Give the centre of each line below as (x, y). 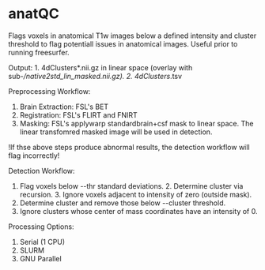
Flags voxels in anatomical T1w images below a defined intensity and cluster (132, 36)
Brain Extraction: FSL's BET (64, 107)
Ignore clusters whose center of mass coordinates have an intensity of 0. (138, 211)
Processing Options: (41, 227)
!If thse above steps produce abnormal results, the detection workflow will (129, 147)
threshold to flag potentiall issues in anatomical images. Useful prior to (123, 43)
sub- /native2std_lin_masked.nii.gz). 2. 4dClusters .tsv (95, 76)
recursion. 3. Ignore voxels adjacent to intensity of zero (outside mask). (136, 194)
